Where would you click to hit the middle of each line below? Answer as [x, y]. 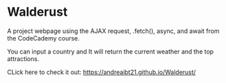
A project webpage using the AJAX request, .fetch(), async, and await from [113, 31]
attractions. [23, 58]
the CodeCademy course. [44, 38]
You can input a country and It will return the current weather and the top [111, 51]
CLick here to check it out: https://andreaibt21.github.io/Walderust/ [102, 72]
